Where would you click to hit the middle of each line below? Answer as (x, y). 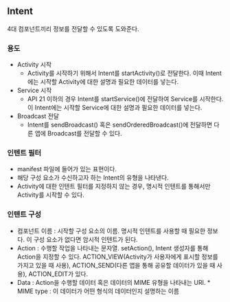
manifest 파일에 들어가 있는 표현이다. (67, 169)
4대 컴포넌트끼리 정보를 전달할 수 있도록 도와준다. (73, 29)
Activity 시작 (34, 65)
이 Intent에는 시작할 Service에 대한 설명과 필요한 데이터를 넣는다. (115, 108)
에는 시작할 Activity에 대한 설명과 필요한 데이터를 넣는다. (103, 82)
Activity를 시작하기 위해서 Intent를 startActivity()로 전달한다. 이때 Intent (124, 73)
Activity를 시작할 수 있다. (50, 195)
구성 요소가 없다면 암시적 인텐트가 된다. (86, 239)
